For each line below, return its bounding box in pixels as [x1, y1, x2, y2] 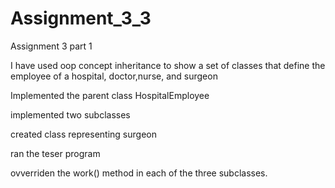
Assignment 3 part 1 [10, 40, 93, 52]
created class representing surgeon [10, 128, 157, 140]
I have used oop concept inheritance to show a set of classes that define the [10, 59, 326, 71]
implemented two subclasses [10, 108, 131, 121]
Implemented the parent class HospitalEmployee [10, 89, 210, 101]
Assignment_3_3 [10, 7, 152, 30]
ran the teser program [10, 147, 101, 159]
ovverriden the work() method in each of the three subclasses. [10, 167, 268, 179]
